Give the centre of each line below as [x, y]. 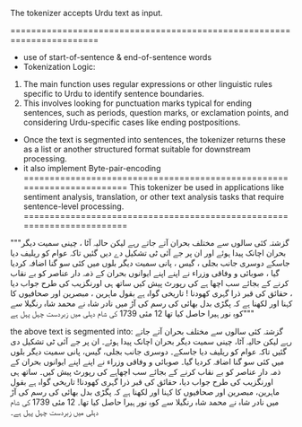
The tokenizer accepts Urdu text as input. [86, 13]
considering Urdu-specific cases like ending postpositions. [132, 122]
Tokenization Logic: [59, 67]
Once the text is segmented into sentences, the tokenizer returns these [154, 139]
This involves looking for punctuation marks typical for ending [137, 103]
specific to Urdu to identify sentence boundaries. [114, 94]
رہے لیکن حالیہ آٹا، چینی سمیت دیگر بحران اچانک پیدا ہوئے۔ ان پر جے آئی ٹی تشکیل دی [151, 341]
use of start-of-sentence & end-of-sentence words [117, 57]
